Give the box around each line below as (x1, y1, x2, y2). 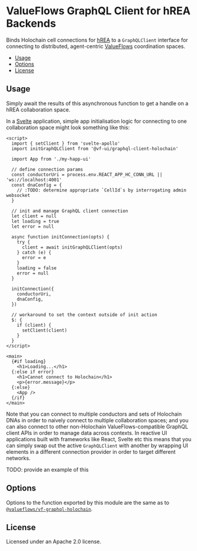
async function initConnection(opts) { (11, 234, 110, 240)
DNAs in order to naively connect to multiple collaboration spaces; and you (6, 416, 189, 423)
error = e (21, 254, 46, 260)
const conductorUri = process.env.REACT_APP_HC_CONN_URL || (11, 171, 163, 177)
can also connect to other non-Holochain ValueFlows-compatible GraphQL (6, 423, 188, 430)
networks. (6, 454, 31, 461)
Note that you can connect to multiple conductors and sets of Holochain (6, 410, 182, 418)
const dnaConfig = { (11, 182, 62, 188)
